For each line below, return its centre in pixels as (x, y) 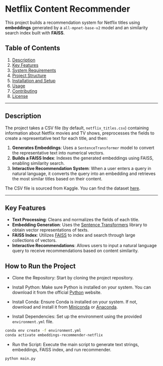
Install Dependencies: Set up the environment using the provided (77, 317)
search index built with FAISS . (35, 33)
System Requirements (34, 70)
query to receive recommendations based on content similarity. (75, 251)
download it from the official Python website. (57, 292)
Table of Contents (33, 48)
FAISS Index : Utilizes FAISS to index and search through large (74, 235)
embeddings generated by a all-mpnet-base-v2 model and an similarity (76, 27)
